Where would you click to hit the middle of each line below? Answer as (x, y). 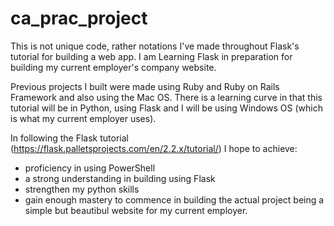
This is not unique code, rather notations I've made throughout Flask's (155, 46)
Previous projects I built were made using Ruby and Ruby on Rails (145, 86)
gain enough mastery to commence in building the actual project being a (174, 199)
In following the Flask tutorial (69, 138)
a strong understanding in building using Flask (120, 178)
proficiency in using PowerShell (90, 168)
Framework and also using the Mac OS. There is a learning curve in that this (166, 97)
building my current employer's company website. (113, 67)
